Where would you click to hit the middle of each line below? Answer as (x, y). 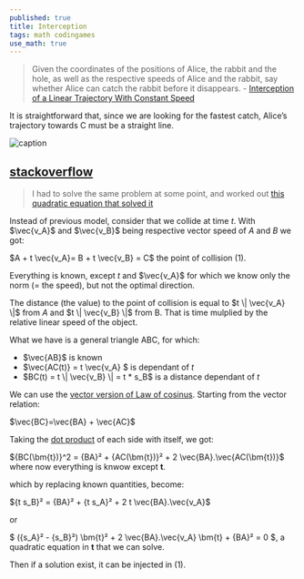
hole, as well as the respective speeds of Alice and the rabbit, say (155, 79)
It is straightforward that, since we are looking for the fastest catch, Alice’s (148, 116)
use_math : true (38, 43)
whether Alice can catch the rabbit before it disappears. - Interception (162, 88)
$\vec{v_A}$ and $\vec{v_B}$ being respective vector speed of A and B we (150, 231)
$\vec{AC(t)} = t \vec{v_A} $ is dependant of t (108, 367)
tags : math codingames (52, 35)
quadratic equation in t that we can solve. (87, 547)
